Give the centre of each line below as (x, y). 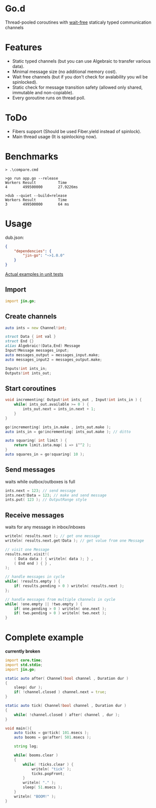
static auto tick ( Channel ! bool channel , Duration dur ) (66, 706)
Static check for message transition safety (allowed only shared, (77, 87)
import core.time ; (24, 661)
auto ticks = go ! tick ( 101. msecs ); (52, 733)
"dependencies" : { (33, 251)
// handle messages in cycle (35, 577)
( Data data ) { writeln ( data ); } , (54, 559)
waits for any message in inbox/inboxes (45, 527)
